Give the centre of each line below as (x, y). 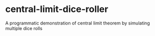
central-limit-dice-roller (57, 9)
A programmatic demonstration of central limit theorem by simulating (78, 23)
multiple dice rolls (24, 28)
